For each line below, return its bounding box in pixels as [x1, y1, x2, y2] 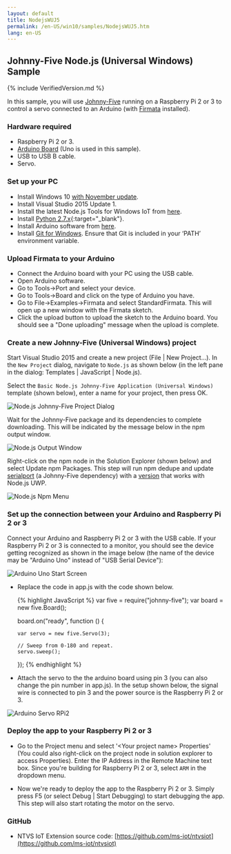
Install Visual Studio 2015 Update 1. [17, 199, 117, 208]
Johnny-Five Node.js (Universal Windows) [7, 54, 194, 66]
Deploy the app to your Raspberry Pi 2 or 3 [7, 726, 152, 735]
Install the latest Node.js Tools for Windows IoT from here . [17, 207, 182, 215]
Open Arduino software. [17, 277, 86, 285]
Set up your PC [7, 177, 59, 186]
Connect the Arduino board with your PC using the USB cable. [17, 269, 194, 277]
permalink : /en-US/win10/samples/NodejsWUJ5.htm [7, 23, 150, 30]
